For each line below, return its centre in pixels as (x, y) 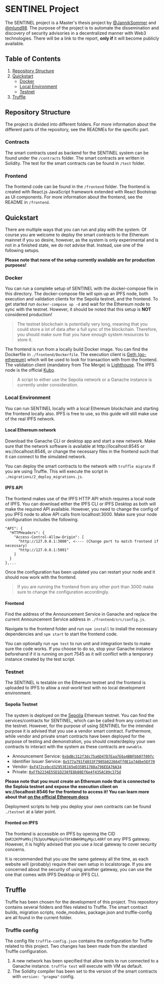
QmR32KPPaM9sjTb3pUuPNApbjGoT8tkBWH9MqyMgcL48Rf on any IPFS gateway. (78, 839)
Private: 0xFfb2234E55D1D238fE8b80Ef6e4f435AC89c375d (67, 771)
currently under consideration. (48, 385)
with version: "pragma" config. (43, 976)
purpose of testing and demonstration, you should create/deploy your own (80, 741)
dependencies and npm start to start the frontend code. (61, 634)
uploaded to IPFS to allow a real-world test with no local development (75, 688)
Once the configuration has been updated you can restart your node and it (80, 572)
